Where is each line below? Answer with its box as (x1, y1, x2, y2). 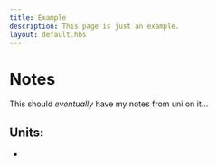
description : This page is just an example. (9, 22, 180, 31)
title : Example (9, 13, 67, 23)
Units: (9, 124, 44, 140)
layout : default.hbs (9, 30, 88, 39)
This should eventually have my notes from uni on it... (9, 98, 209, 109)
